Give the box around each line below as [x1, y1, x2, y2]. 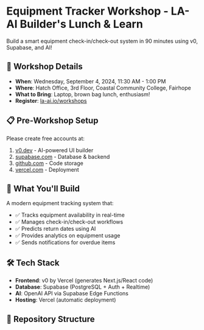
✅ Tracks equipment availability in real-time [15, 211, 125, 219]
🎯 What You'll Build [6, 183, 80, 194]
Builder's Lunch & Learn [19, 17, 143, 31]
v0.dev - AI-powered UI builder [15, 146, 94, 153]
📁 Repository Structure [6, 314, 95, 324]
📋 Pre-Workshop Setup [6, 116, 99, 126]
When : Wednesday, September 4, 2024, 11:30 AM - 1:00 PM [15, 77, 166, 85]
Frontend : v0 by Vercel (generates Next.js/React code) [15, 277, 153, 284]
